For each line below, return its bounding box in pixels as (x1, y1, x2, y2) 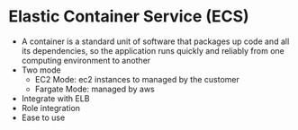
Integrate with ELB (21, 92, 90, 104)
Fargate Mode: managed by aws (34, 83, 155, 94)
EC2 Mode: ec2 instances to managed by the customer (34, 74, 239, 84)
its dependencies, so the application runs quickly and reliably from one (21, 45, 284, 56)
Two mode (21, 65, 61, 75)
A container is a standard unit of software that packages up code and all (21, 36, 290, 47)
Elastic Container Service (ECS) (8, 6, 249, 27)
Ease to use (21, 112, 66, 123)
